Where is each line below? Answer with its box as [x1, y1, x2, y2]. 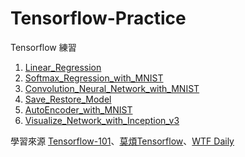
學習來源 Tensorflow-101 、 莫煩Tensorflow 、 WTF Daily [10, 135, 235, 147]
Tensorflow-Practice [10, 7, 187, 30]
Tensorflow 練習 [10, 41, 77, 53]
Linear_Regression [24, 61, 102, 73]
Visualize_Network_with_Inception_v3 [24, 114, 180, 126]
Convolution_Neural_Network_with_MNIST [24, 82, 200, 94]
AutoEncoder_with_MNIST [24, 103, 133, 116]
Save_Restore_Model [24, 93, 112, 105]
